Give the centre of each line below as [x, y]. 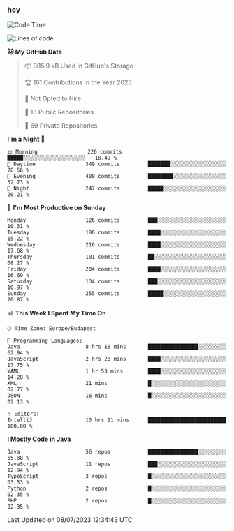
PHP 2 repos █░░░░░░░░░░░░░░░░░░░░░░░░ [117, 501]
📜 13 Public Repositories [59, 112]
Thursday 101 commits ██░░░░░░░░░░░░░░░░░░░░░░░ [117, 257]
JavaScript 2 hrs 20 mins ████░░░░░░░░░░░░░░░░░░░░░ [117, 359]
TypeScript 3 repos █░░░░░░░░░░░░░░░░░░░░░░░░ [117, 477]
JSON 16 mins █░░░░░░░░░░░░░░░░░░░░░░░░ [117, 396]
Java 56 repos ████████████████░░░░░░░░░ [117, 452]
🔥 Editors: [23, 414]
